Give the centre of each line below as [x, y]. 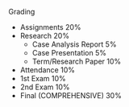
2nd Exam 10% [45, 87]
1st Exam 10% [43, 78]
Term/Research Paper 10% [77, 61]
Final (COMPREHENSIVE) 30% [71, 95]
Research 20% [45, 36]
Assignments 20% [51, 27]
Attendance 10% [47, 70]
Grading [22, 12]
